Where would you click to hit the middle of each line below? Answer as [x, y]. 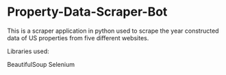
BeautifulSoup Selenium [41, 64]
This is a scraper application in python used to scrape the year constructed [113, 31]
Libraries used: [28, 51]
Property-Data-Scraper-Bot [87, 12]
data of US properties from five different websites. [78, 37]
